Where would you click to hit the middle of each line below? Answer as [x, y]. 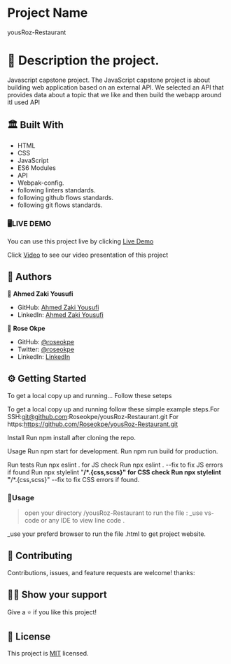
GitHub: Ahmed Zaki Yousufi [58, 307]
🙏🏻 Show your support [57, 595]
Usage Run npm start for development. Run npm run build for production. [113, 451]
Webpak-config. [41, 183]
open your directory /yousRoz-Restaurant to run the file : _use [113, 513]
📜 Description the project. [83, 61]
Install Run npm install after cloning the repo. [72, 437]
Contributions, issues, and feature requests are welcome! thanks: [101, 572]
